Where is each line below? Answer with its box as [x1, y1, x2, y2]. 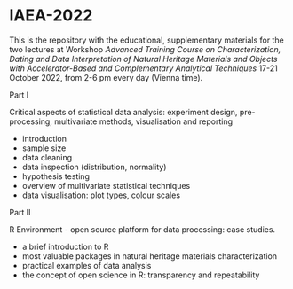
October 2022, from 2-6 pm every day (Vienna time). [9, 72, 203, 82]
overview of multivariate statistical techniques [21, 180, 191, 191]
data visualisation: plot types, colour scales [21, 190, 180, 200]
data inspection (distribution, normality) [21, 161, 167, 172]
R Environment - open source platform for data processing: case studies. [9, 223, 276, 235]
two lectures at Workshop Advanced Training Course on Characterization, [9, 43, 281, 54]
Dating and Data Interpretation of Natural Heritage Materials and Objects [9, 53, 278, 64]
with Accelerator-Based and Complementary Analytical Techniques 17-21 [9, 63, 278, 74]
